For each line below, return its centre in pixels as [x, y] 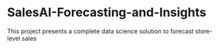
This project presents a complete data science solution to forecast [100, 31]
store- [204, 31]
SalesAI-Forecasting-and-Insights [107, 13]
